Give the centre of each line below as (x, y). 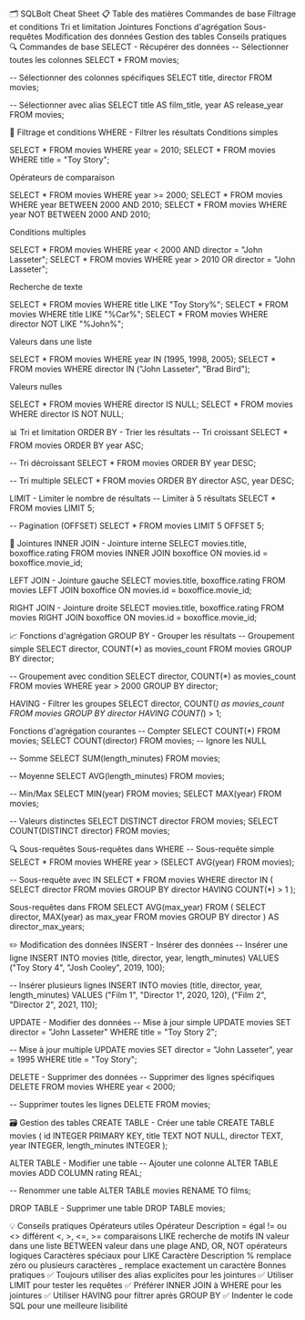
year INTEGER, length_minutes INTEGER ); (89, 1145)
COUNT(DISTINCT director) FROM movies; (90, 831)
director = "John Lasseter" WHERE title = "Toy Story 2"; (113, 1032)
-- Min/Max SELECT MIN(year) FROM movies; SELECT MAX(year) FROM (146, 794)
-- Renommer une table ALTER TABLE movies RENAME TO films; (130, 1190)
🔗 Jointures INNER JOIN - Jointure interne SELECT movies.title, (128, 543)
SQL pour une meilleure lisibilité (69, 1305)
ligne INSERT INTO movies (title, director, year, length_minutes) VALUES (144, 958)
